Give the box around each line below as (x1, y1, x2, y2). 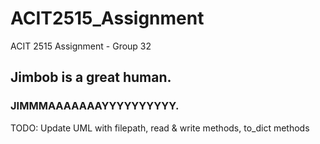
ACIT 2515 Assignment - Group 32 (10, 40, 152, 52)
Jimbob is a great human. (10, 69, 172, 86)
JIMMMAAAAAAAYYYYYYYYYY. (10, 99, 180, 113)
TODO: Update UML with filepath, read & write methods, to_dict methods (10, 122, 310, 134)
